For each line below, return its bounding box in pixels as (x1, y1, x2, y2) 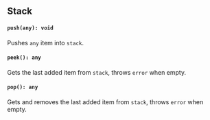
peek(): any (7, 54, 41, 61)
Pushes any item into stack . (7, 38, 84, 47)
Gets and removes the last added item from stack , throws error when (7, 98, 204, 106)
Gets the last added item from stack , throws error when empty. (7, 68, 187, 76)
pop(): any (7, 84, 38, 91)
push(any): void (7, 24, 54, 32)
